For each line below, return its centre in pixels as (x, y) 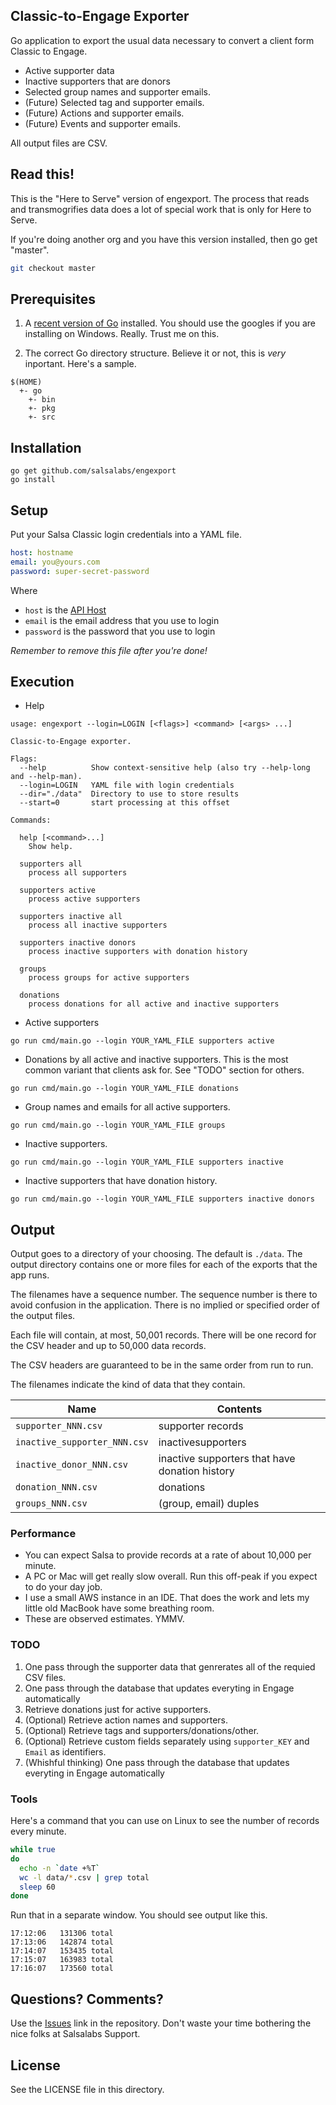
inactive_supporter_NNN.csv (82, 1442)
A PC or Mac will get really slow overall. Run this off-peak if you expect (171, 1576)
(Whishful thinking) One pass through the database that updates (157, 1762)
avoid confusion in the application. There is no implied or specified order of (165, 1305)
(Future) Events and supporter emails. (102, 123)
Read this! (42, 174)
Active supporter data (69, 70)
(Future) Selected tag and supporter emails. (114, 102)
